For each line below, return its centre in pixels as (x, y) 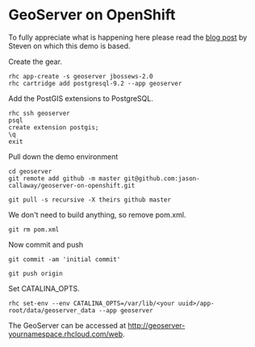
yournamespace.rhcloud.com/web (66, 334)
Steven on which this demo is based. (69, 45)
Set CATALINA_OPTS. (44, 288)
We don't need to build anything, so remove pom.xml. (97, 214)
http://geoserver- (157, 325)
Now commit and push (46, 244)
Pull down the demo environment (63, 156)
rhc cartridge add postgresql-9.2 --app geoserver (95, 83)
